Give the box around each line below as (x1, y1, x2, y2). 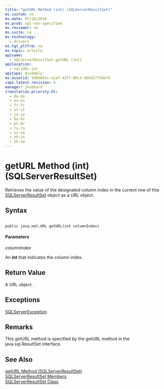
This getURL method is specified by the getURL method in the (5, 336, 130, 342)
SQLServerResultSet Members (5, 373, 67, 380)
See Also (5, 355, 33, 364)
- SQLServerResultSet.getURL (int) (9, 57, 82, 62)
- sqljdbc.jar (9, 67, 38, 72)
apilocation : (5, 62, 32, 67)
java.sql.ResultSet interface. (5, 341, 62, 347)
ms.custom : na (5, 12, 34, 17)
